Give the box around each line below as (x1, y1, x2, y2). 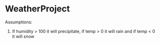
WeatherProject (5, 3, 70, 14)
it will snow (12, 33, 35, 39)
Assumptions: (5, 19, 32, 25)
